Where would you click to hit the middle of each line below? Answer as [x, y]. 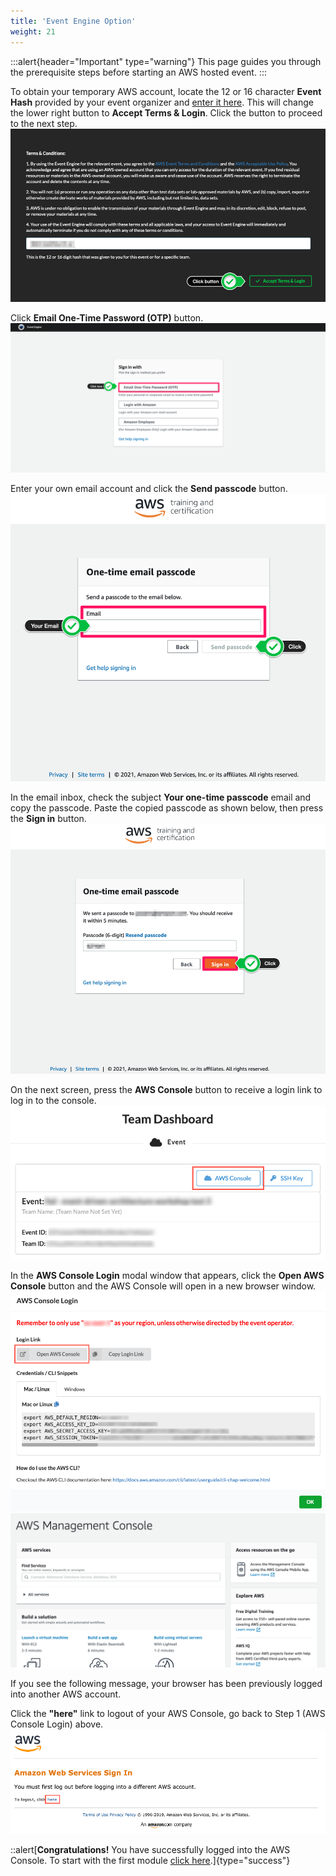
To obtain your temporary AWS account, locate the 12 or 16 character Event [166, 91]
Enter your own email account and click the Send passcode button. [149, 488]
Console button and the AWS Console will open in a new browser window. [163, 1286]
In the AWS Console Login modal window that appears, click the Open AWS [167, 1276]
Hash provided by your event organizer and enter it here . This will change [162, 102]
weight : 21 [33, 31]
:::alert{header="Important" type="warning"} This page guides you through [166, 61]
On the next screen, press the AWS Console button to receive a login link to [166, 1090]
